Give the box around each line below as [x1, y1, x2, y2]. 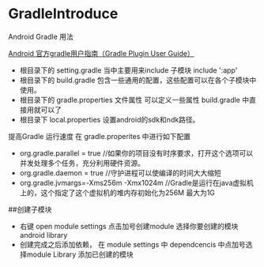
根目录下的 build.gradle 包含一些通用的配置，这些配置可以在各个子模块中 [19, 75, 257, 85]
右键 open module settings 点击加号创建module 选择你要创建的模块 [19, 221, 239, 231]
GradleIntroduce [8, 5, 119, 23]
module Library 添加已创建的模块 [26, 250, 134, 259]
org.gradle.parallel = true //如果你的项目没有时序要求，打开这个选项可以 [19, 148, 254, 158]
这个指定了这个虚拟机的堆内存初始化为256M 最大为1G [40, 187, 216, 197]
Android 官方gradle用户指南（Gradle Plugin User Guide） [8, 48, 195, 58]
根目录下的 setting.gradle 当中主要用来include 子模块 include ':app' [19, 65, 238, 75]
